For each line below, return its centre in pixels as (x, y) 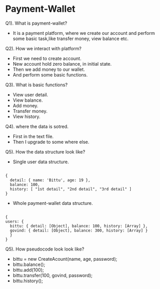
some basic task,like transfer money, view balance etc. (71, 38)
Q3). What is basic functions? (36, 85)
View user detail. (31, 94)
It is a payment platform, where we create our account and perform (84, 33)
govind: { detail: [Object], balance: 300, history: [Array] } (79, 230)
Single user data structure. (41, 162)
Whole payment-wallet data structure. (53, 203)
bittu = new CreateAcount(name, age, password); (65, 259)
